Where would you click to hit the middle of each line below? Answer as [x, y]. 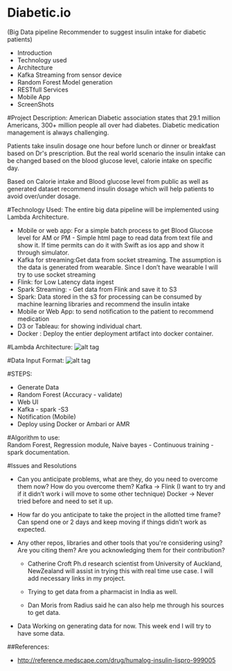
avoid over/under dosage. [44, 196]
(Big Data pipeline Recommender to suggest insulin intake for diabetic [107, 32]
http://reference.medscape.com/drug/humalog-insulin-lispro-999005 [116, 660]
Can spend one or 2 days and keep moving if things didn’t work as [112, 522]
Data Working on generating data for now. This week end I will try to [114, 626]
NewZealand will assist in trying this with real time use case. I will [120, 570]
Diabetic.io [39, 13]
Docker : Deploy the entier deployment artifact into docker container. [115, 333]
